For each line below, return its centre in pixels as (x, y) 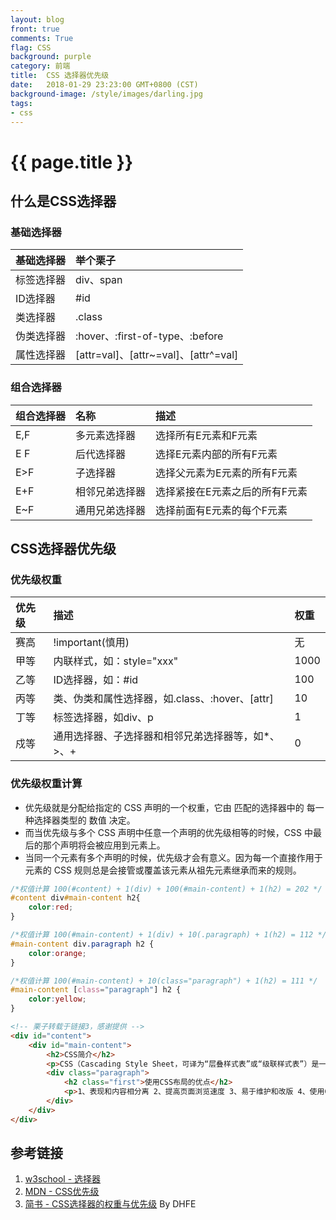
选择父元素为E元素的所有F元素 (226, 473)
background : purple (51, 57)
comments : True (42, 38)
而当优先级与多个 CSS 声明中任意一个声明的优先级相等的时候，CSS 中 (168, 832)
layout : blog (37, 19)
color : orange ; (57, 953)
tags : (21, 103)
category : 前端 (40, 66)
